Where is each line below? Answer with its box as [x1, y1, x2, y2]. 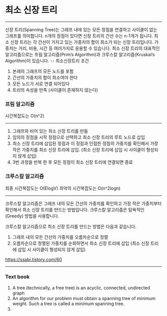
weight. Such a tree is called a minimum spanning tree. [12, 301, 125, 307]
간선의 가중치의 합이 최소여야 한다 [12, 74, 78, 80]
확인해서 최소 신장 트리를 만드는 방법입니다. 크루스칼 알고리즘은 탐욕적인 [5, 207, 145, 212]
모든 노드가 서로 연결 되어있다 [12, 81, 70, 87]
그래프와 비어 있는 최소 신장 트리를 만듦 [12, 128, 88, 134]
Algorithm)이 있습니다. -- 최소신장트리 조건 [5, 58, 89, 64]
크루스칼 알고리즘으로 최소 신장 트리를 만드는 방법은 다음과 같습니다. [5, 223, 137, 229]
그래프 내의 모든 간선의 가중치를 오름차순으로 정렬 [12, 234, 108, 240]
